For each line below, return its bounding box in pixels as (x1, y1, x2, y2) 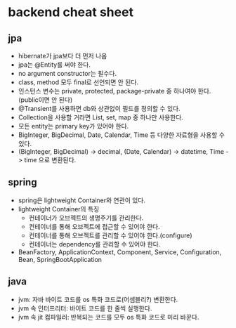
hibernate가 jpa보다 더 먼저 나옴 (18, 52, 107, 60)
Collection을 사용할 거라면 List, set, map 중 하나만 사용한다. (18, 113, 183, 122)
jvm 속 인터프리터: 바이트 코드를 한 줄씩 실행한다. (18, 303, 152, 313)
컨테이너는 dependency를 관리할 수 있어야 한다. (28, 240, 161, 248)
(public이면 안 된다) (18, 96, 73, 104)
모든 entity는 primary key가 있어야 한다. (18, 122, 129, 130)
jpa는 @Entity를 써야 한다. (18, 60, 91, 69)
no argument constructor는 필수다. (18, 70, 117, 77)
